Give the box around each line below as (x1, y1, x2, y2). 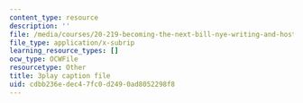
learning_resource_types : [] (9, 47, 119, 56)
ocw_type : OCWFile (9, 55, 78, 64)
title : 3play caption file (9, 72, 111, 81)
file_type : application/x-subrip (9, 38, 135, 47)
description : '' (9, 21, 70, 30)
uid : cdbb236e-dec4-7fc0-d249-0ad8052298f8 (9, 80, 176, 89)
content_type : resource (9, 13, 99, 22)
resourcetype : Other (9, 64, 87, 73)
